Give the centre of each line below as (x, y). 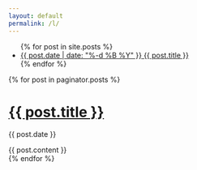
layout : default (36, 16)
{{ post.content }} (38, 150)
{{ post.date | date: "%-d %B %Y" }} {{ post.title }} (104, 55)
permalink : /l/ (34, 23)
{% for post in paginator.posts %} (64, 79)
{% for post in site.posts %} (66, 46)
